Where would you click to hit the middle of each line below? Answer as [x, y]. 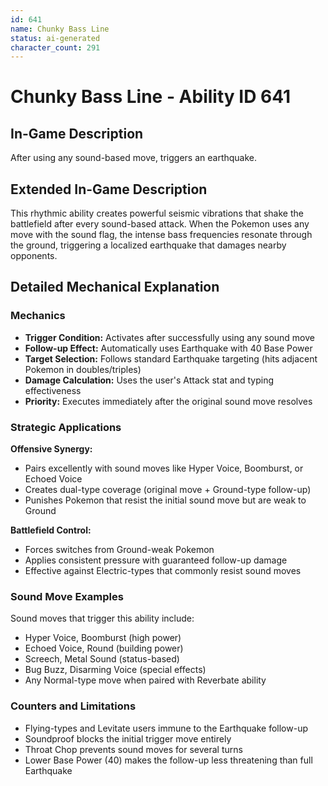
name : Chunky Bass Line [60, 29]
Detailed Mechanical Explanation [115, 287]
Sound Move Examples [67, 596]
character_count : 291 [55, 47]
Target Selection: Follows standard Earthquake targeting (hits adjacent [171, 358]
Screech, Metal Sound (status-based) [102, 659]
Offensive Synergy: [51, 449]
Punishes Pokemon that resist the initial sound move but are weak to [165, 500]
